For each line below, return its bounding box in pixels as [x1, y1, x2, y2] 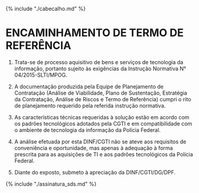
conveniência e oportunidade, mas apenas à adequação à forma [14, 144, 173, 152]
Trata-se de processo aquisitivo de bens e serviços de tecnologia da [14, 58, 183, 65]
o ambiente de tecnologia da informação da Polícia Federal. [14, 126, 161, 134]
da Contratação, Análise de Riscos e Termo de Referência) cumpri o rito [14, 95, 192, 102]
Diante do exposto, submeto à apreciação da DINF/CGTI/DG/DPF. [14, 168, 176, 176]
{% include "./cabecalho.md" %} [5, 5, 86, 12]
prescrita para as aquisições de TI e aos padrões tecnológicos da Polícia [14, 150, 194, 158]
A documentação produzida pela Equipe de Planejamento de [14, 83, 164, 90]
